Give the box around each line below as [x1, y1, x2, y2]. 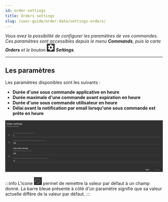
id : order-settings [5, 8, 46, 13]
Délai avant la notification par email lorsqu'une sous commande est [12, 105, 156, 111]
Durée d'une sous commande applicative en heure [12, 89, 120, 95]
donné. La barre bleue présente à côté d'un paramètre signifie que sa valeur [5, 185, 162, 192]
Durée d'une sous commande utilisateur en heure [12, 100, 117, 106]
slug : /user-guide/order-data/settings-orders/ [5, 18, 106, 23]
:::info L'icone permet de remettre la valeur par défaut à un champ [5, 180, 150, 186]
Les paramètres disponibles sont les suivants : [5, 79, 101, 85]
